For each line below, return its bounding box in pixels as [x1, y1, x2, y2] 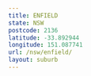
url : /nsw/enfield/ [8, 48, 73, 56]
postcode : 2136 [8, 26, 59, 34]
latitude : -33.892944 [8, 33, 80, 42]
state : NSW [8, 19, 44, 27]
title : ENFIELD [8, 11, 59, 20]
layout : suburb [8, 56, 59, 64]
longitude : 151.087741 [8, 41, 83, 49]
